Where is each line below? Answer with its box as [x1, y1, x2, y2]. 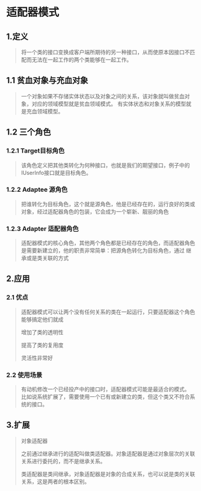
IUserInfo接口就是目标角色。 [20, 169, 92, 176]
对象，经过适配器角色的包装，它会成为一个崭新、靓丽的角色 [20, 207, 169, 215]
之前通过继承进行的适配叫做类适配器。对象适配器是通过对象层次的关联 [20, 450, 196, 457]
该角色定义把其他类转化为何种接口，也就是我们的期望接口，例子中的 [20, 161, 190, 169]
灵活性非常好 [20, 354, 53, 361]
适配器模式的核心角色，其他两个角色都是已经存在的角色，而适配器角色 [20, 239, 196, 247]
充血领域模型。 [26, 107, 64, 115]
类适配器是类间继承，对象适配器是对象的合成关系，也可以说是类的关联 [20, 470, 196, 477]
